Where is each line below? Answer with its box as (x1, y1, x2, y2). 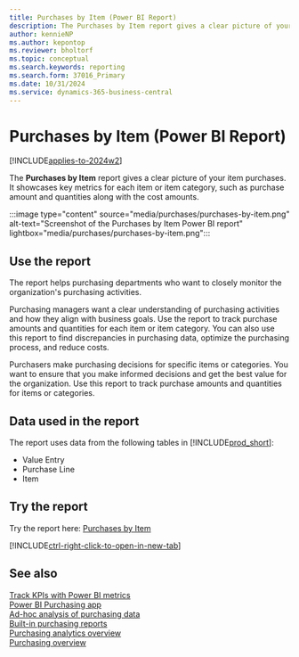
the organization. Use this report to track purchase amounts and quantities (9, 378, 282, 389)
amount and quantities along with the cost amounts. (9, 192, 199, 202)
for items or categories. (9, 388, 95, 398)
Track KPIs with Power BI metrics (9, 589, 131, 600)
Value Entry (21, 455, 65, 465)
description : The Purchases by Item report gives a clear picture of (9, 21, 273, 30)
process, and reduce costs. (9, 342, 109, 353)
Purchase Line (21, 464, 76, 475)
